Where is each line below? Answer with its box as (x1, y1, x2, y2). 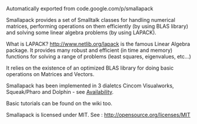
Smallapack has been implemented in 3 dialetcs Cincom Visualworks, (6, 82, 175, 89)
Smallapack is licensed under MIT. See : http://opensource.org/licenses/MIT (6, 112, 191, 118)
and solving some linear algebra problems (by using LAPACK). (6, 29, 157, 36)
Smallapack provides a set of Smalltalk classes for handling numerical (6, 17, 175, 23)
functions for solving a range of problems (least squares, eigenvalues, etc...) (6, 53, 191, 60)
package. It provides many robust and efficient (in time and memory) (6, 47, 173, 54)
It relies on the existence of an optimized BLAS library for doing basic (6, 64, 174, 71)
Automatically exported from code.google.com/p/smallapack (6, 5, 153, 12)
